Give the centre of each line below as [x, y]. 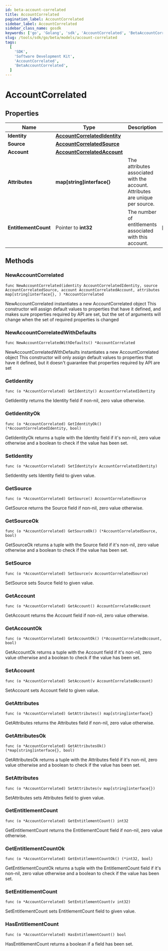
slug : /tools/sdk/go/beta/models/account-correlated [61, 38]
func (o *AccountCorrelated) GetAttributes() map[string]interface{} [79, 713]
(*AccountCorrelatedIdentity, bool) [43, 428]
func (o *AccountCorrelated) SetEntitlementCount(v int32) [68, 902]
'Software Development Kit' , [44, 56]
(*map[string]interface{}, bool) [40, 751]
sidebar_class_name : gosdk [33, 28]
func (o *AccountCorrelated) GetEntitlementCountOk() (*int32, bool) [79, 859]
